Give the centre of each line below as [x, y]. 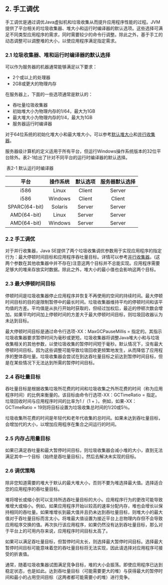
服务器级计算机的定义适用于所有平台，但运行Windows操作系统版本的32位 [81, 151]
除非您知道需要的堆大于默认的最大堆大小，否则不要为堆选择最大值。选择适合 [84, 482]
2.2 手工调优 [20, 239]
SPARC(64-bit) [26, 207]
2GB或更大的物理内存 [34, 84]
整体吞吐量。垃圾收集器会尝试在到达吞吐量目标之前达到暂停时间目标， [86, 356]
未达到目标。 [18, 321]
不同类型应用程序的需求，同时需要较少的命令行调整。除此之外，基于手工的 [86, 35]
